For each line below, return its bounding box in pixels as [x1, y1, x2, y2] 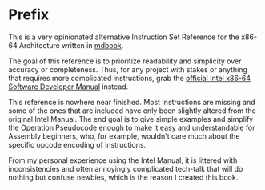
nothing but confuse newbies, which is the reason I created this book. [8, 172, 239, 182]
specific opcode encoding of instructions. [8, 139, 147, 149]
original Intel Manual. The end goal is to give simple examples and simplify [8, 114, 254, 123]
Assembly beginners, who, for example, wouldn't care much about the [8, 131, 240, 141]
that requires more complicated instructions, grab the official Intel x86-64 [8, 73, 251, 83]
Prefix [8, 6, 50, 24]
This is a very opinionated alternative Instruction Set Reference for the [8, 32, 240, 42]
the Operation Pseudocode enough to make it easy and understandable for [8, 123, 255, 132]
